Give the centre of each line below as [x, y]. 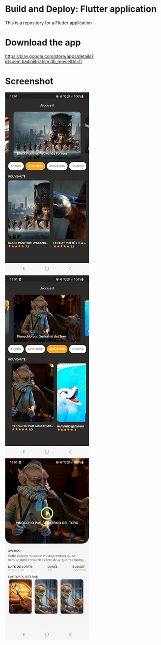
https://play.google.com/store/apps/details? [50, 56]
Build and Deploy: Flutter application [81, 9]
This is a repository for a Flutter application [49, 23]
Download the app [43, 43]
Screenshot [29, 81]
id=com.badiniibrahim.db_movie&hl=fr [44, 61]
